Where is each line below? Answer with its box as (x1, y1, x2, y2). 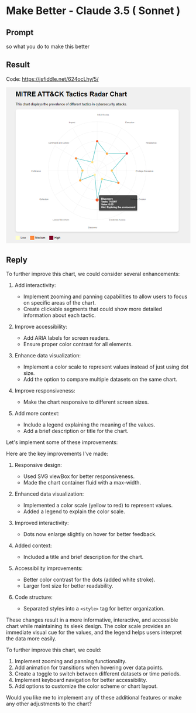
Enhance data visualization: (14, 352, 81, 359)
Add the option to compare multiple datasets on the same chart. (23, 376, 177, 383)
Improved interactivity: (14, 520, 69, 527)
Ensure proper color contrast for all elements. (23, 341, 133, 348)
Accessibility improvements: (14, 565, 83, 572)
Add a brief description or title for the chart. (23, 428, 129, 435)
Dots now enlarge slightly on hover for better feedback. (23, 531, 157, 538)
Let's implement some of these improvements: (6, 439, 118, 446)
